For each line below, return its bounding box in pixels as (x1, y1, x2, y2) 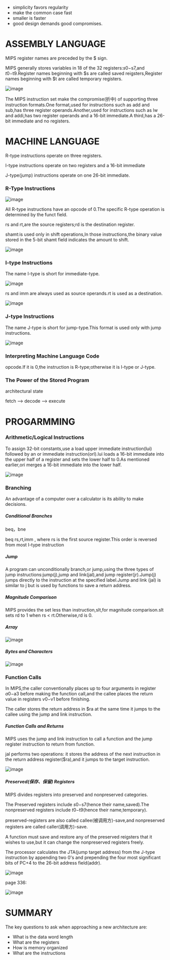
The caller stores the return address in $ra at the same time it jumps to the (5, 706, 161, 712)
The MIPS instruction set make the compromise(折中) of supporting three (5, 96, 158, 102)
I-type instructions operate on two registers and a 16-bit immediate (5, 162, 146, 168)
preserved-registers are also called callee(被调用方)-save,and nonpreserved (5, 817, 165, 823)
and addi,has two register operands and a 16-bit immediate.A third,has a (5, 112, 156, 118)
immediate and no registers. (12, 118, 71, 124)
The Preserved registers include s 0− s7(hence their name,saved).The (5, 802, 150, 808)
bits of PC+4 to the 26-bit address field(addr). (5, 860, 101, 866)
